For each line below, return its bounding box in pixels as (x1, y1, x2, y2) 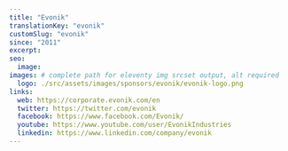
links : (9, 87, 34, 96)
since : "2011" (9, 37, 62, 47)
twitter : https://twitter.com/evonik (17, 104, 157, 113)
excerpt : (9, 46, 42, 55)
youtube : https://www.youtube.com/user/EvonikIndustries (17, 121, 232, 130)
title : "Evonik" (9, 12, 69, 22)
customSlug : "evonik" (9, 29, 90, 38)
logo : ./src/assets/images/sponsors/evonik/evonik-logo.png (17, 79, 244, 88)
